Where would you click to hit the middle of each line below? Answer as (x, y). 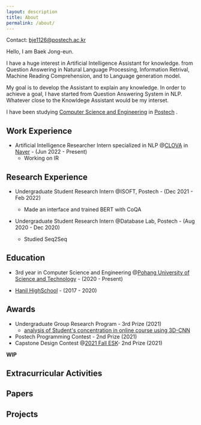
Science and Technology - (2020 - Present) (69, 279)
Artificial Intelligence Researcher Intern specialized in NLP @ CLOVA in (101, 145)
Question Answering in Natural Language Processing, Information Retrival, (98, 70)
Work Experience (39, 131)
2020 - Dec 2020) (37, 228)
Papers (20, 394)
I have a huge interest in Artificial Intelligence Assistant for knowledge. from (100, 63)
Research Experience (47, 177)
